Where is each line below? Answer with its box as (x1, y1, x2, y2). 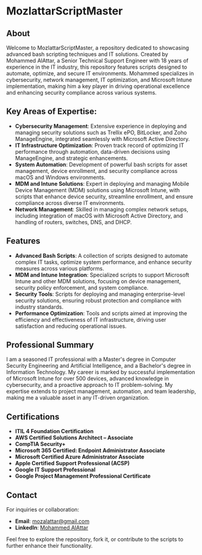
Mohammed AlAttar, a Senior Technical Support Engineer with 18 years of (6, 57, 189, 64)
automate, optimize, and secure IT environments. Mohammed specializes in (6, 70, 194, 77)
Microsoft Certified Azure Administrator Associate (14, 453, 145, 460)
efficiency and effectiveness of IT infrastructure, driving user (14, 316, 167, 323)
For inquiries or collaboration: (6, 506, 80, 513)
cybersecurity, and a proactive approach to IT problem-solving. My (6, 381, 173, 389)
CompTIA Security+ (14, 441, 66, 448)
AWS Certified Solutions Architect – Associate (14, 434, 134, 441)
